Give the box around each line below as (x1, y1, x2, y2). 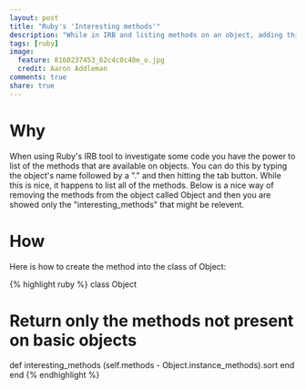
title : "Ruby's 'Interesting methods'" (9, 22, 161, 31)
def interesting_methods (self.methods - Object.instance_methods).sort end (9, 360, 295, 371)
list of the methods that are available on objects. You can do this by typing (9, 160, 288, 171)
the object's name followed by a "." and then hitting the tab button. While (9, 169, 282, 180)
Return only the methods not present (9, 311, 294, 331)
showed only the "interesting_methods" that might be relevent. (9, 199, 244, 210)
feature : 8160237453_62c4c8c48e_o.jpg (17, 56, 166, 65)
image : (9, 47, 35, 56)
